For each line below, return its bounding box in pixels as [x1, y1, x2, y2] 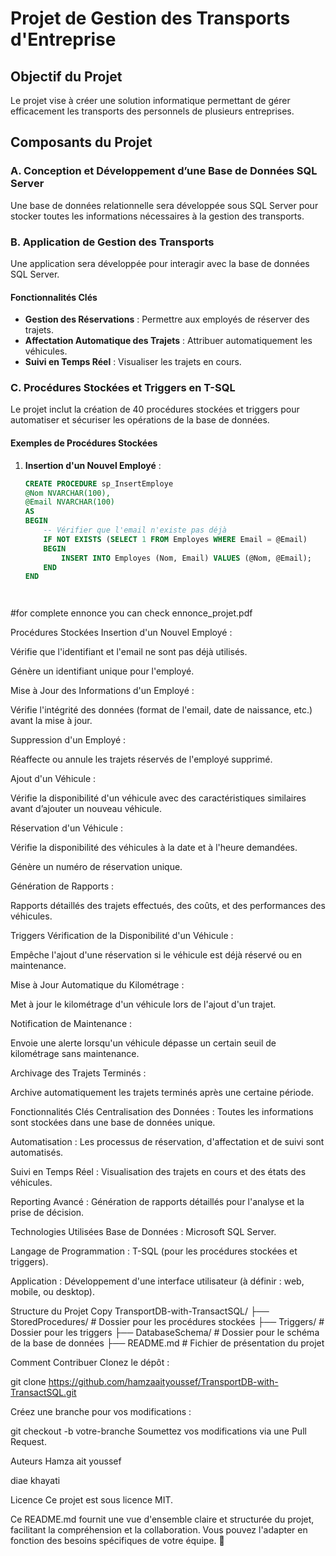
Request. [10, 1436, 47, 1448]
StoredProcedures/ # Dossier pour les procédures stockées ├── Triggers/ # [10, 1316, 325, 1328]
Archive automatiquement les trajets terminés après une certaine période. [10, 1087, 315, 1099]
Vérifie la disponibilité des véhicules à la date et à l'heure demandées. [10, 842, 298, 854]
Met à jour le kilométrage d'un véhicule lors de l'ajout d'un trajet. [10, 998, 277, 1011]
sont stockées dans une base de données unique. [10, 1117, 216, 1129]
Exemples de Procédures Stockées [10, 437, 158, 449]
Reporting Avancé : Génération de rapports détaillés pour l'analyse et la [10, 1196, 305, 1208]
